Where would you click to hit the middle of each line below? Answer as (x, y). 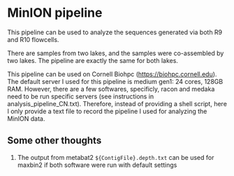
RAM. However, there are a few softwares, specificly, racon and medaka (111, 89)
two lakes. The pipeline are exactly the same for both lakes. (93, 60)
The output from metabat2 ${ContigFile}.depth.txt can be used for (116, 157)
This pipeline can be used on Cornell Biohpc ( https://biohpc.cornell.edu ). (112, 74)
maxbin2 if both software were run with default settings (97, 165)
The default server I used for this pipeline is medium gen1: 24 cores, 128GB (115, 81)
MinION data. (26, 118)
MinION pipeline (55, 13)
